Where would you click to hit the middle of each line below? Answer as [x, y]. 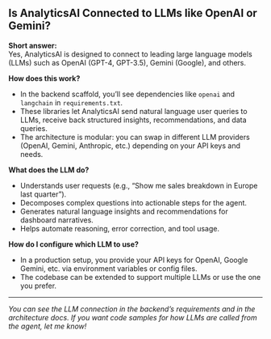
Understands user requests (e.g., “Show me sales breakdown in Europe [139, 185]
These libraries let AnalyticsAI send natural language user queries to [133, 111]
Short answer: [33, 45]
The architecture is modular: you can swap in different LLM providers [135, 137]
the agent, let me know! [48, 326]
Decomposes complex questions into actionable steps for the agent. [133, 202]
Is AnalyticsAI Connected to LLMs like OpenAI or [133, 13]
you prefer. [38, 286]
